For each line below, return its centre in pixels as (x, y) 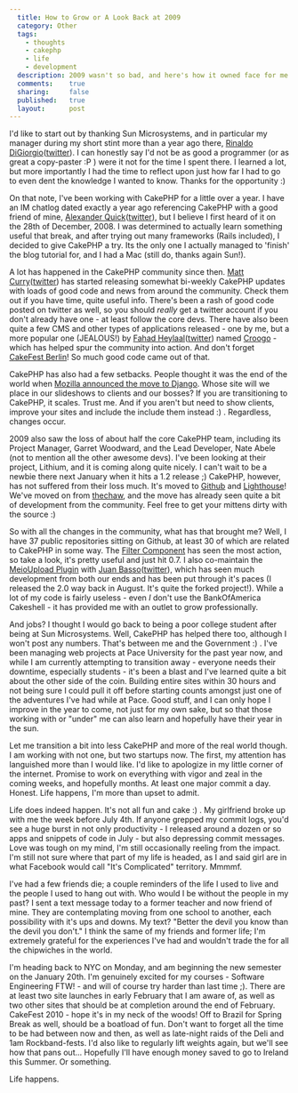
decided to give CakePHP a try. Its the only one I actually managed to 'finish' (149, 245)
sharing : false (53, 92)
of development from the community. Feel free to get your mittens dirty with (148, 505)
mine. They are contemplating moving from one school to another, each (141, 912)
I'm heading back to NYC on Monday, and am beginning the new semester (145, 968)
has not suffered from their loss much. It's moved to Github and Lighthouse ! (148, 486)
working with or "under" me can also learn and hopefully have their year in (146, 719)
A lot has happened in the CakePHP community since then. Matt (127, 272)
